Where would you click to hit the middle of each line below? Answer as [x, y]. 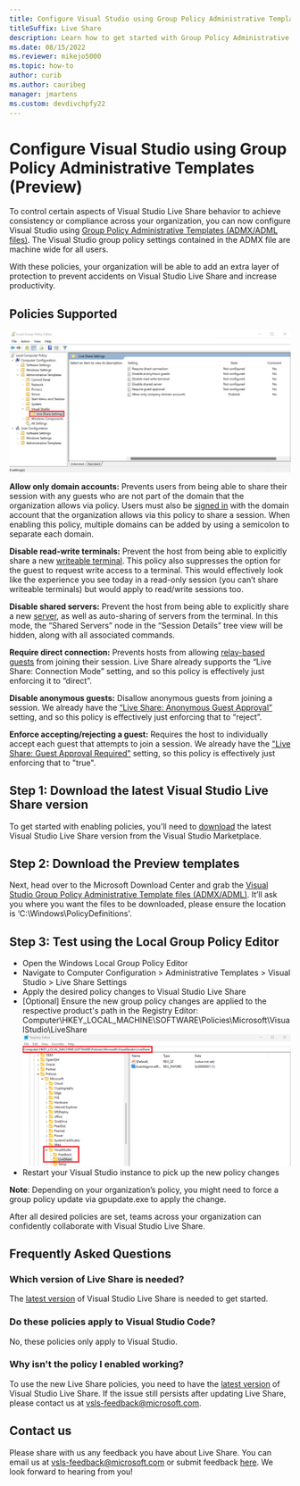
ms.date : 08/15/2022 [48, 47]
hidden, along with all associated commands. [92, 635]
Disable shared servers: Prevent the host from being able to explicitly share [149, 606]
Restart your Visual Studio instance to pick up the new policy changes [150, 1172]
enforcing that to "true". [53, 763]
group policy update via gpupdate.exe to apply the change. [118, 1199]
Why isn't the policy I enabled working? [97, 1365]
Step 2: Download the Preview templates [125, 863]
